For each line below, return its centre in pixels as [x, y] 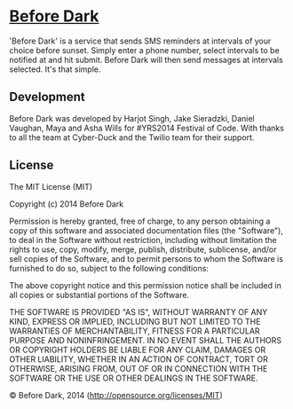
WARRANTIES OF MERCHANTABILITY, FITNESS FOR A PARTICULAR [135, 331]
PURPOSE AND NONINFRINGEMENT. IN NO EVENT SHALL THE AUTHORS [146, 340]
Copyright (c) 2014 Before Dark [67, 204]
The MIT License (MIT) [51, 186]
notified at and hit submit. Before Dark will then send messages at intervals [146, 59]
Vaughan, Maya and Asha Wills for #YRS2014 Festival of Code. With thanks [146, 128]
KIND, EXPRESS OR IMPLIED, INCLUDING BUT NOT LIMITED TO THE [135, 321]
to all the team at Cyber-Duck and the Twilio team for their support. [132, 137]
